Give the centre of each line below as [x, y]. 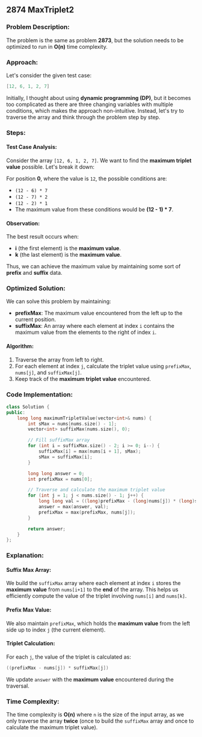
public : [16, 412]
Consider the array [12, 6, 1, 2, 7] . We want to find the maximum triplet [99, 160]
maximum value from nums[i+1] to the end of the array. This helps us [92, 589]
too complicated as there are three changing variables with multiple [90, 104]
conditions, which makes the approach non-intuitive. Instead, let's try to [95, 110]
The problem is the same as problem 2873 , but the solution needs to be [95, 40]
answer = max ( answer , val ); [74, 507]
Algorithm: [20, 347]
